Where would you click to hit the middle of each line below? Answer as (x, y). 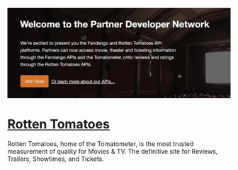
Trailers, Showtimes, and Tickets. (56, 159)
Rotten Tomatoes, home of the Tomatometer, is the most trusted (101, 144)
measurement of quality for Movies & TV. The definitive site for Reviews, (113, 151)
